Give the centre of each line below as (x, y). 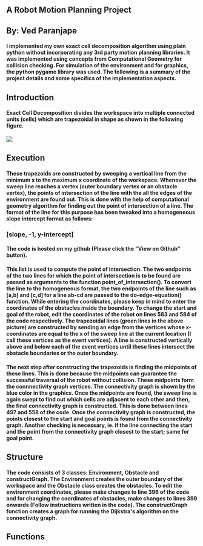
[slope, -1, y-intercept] (40, 234)
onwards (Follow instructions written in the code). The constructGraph (97, 505)
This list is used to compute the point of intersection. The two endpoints (99, 269)
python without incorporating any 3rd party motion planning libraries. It (98, 53)
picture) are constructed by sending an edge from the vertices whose (95, 327)
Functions (26, 537)
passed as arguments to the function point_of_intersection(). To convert (99, 282)
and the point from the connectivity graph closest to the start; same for (98, 431)
